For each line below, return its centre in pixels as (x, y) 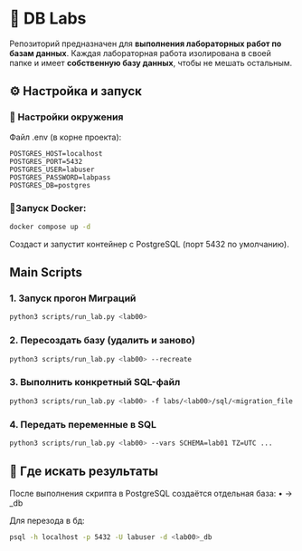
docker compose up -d (50, 227)
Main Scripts (46, 272)
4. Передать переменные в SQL (83, 424)
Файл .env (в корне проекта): (66, 137)
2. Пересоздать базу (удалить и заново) (103, 341)
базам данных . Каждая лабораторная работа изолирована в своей (140, 53)
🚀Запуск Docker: (48, 208)
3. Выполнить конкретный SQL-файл (95, 382)
